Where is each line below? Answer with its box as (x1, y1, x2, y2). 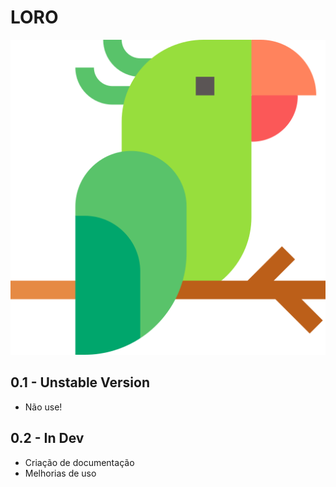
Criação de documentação (24, 456, 135, 468)
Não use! (24, 401, 63, 413)
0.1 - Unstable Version (10, 374, 150, 391)
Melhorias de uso (24, 467, 97, 479)
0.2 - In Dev (10, 430, 85, 447)
